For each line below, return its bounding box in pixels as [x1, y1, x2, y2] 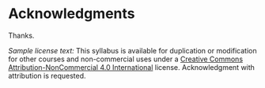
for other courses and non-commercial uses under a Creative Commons [8, 54, 244, 64]
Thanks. [8, 31, 35, 40]
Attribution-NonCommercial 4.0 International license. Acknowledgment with [8, 62, 256, 71]
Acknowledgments [8, 5, 136, 23]
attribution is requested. [8, 71, 86, 80]
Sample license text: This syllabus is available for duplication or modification [8, 46, 257, 55]
